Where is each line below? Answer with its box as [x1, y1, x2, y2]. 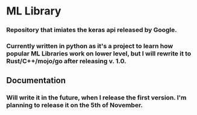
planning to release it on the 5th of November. [6, 101, 143, 110]
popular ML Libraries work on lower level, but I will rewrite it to [6, 49, 192, 58]
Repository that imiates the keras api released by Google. [6, 26, 178, 34]
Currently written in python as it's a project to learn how [6, 42, 174, 51]
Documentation [6, 75, 66, 85]
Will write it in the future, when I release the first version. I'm [6, 93, 187, 102]
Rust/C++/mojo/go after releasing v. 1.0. [6, 57, 127, 66]
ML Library [6, 4, 61, 18]
